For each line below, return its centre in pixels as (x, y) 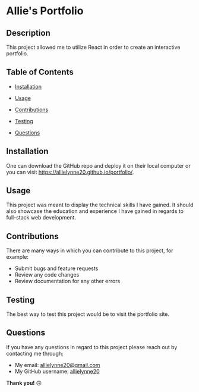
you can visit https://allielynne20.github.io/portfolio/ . (70, 172)
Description (28, 33)
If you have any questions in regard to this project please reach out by (92, 347)
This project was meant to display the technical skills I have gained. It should (100, 205)
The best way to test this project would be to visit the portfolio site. (88, 314)
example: (17, 257)
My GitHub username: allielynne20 (57, 371)
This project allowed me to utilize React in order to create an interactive (93, 47)
